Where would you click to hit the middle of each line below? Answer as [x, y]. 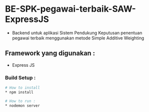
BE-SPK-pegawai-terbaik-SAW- [70, 9]
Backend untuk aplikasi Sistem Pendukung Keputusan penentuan [77, 33]
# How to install [23, 88]
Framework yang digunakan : [50, 53]
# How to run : [20, 101]
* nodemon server [23, 106]
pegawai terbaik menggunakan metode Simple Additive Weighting [78, 38]
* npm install [19, 92]
